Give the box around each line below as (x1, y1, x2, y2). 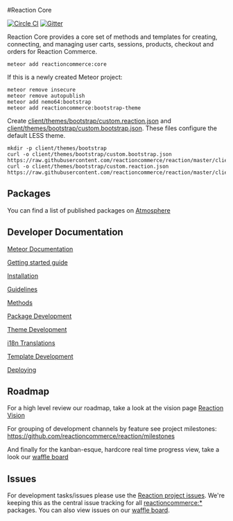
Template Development (7, 352, 74, 360)
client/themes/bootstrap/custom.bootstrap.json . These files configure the (7, 124, 217, 132)
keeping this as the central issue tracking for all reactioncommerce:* (7, 499, 202, 507)
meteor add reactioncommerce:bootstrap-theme (7, 105, 141, 112)
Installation (7, 272, 39, 280)
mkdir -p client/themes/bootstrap (7, 145, 107, 152)
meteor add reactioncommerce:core (7, 61, 107, 68)
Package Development (7, 312, 72, 320)
